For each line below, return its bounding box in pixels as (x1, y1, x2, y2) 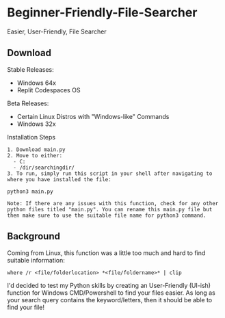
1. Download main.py (7, 146, 66, 153)
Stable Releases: (7, 65, 55, 73)
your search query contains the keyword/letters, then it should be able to (7, 295, 213, 304)
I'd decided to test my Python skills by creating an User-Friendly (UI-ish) (7, 281, 211, 289)
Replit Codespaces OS (16, 85, 81, 94)
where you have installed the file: (7, 176, 111, 183)
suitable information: (7, 256, 65, 264)
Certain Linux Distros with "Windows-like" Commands (16, 112, 170, 120)
